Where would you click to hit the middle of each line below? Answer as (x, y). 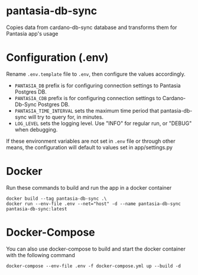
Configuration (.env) (57, 58)
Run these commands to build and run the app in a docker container (89, 187)
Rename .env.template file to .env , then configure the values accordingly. (96, 74)
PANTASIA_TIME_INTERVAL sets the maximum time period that (87, 110)
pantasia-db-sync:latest (37, 209)
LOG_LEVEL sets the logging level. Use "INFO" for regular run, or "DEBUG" (103, 123)
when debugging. (36, 129)
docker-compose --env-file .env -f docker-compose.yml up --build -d (94, 266)
